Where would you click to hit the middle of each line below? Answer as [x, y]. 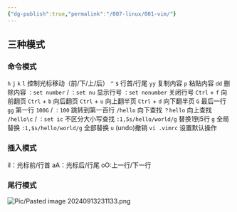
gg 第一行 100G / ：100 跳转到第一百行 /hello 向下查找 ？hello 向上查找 [110, 110]
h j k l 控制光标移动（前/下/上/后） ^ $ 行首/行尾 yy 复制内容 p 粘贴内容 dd [115, 83]
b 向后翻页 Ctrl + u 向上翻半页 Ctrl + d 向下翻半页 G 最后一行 [137, 101]
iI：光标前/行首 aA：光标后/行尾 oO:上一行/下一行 [79, 165]
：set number [46, 93]
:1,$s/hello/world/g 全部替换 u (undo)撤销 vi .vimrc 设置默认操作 [119, 128]
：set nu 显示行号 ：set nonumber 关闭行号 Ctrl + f [145, 92]
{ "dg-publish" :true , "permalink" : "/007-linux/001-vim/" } [92, 14]
